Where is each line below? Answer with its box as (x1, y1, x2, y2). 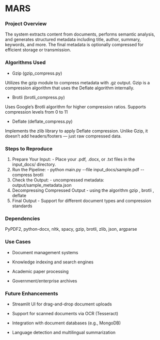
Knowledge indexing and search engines (12, 259, 94, 265)
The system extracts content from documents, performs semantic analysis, (5, 31, 155, 37)
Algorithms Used (5, 59, 46, 66)
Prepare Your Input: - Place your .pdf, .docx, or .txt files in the (12, 157, 135, 162)
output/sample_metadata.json (12, 182, 72, 188)
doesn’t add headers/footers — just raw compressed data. (5, 133, 122, 139)
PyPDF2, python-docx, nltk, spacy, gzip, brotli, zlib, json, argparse (5, 226, 137, 232)
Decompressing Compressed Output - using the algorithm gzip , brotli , (12, 187, 154, 193)
